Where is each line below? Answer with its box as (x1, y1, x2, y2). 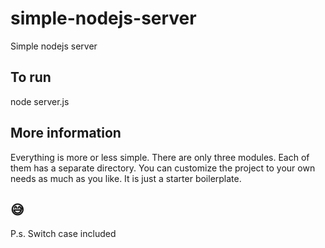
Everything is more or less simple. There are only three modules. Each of (10, 151, 310, 163)
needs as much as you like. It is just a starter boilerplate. (10, 172, 242, 184)
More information (10, 125, 122, 142)
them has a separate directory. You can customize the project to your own (10, 162, 316, 174)
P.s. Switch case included (10, 228, 117, 240)
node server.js (10, 95, 70, 107)
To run (10, 69, 52, 86)
